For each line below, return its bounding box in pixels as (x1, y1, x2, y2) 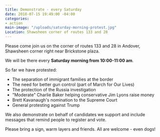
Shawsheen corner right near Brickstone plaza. (5, 48, 100, 54)
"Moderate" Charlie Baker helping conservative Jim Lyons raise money (12, 92, 155, 98)
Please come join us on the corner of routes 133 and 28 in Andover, (5, 43, 140, 49)
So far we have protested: (5, 67, 57, 73)
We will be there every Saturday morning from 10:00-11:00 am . (5, 58, 134, 63)
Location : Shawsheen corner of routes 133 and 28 (5, 30, 108, 34)
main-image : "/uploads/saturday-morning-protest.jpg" (5, 25, 117, 30)
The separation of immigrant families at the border (12, 76, 114, 82)
